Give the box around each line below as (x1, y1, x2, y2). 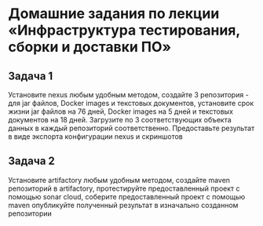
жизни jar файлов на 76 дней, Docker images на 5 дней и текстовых (8, 107, 234, 116)
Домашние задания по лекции (8, 5, 220, 23)
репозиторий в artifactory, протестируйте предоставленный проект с (8, 184, 240, 193)
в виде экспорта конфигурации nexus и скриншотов (8, 132, 183, 141)
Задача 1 (8, 69, 53, 82)
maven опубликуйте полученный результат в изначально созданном (8, 200, 239, 210)
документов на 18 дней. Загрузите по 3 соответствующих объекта (8, 115, 232, 124)
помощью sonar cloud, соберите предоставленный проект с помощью (8, 191, 246, 201)
